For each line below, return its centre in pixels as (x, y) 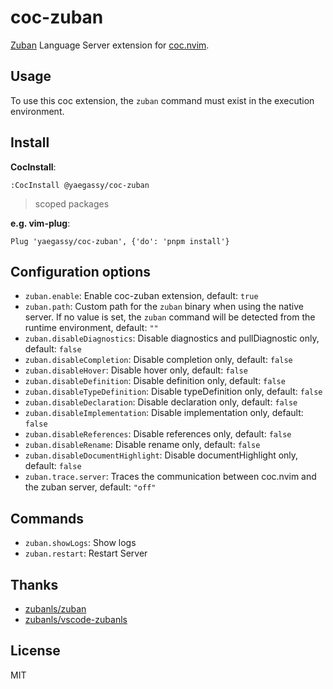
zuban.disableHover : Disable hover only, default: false (136, 370)
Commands (47, 518)
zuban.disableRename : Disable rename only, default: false (142, 445)
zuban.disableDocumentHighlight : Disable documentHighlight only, (161, 455)
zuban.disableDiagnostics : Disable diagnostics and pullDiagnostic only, (172, 338)
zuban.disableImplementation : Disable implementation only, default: (164, 413)
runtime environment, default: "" (91, 328)
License (35, 651)
